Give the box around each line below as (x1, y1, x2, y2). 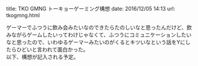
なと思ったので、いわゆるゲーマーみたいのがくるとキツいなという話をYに (6, 39, 186, 45)
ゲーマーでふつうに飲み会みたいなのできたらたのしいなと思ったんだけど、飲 (6, 24, 192, 31)
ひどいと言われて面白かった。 (16, 46, 89, 53)
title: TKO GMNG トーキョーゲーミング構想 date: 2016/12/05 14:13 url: (6, 5, 176, 12)
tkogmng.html (6, 12, 40, 19)
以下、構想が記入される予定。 (6, 54, 79, 60)
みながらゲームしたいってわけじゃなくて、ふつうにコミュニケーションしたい (6, 31, 192, 38)
